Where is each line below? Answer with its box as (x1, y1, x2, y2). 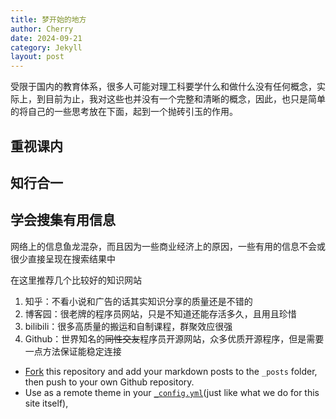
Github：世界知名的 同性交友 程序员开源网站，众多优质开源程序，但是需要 (24, 332, 325, 345)
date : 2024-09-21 (10, 33, 83, 43)
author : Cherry (10, 24, 74, 34)
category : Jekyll (10, 42, 83, 53)
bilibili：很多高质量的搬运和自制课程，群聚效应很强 (24, 320, 233, 332)
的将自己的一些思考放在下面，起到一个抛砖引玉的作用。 (10, 106, 238, 118)
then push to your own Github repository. (24, 376, 195, 388)
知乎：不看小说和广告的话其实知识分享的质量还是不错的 (24, 295, 253, 307)
